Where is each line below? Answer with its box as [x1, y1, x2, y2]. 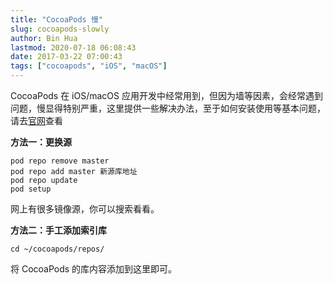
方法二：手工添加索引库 [10, 224, 107, 236]
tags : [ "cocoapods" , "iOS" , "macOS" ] [10, 61, 168, 71]
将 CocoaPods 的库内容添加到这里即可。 [10, 263, 178, 275]
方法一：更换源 [10, 136, 72, 148]
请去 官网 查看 [10, 115, 63, 126]
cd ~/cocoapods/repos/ [10, 244, 105, 254]
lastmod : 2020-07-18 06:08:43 [10, 42, 137, 53]
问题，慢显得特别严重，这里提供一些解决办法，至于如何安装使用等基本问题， [10, 102, 326, 114]
